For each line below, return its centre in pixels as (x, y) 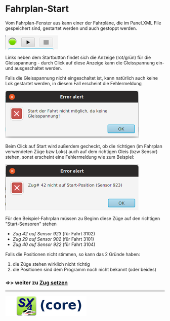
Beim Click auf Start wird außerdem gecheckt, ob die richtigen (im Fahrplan (84, 146)
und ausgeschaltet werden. (34, 68)
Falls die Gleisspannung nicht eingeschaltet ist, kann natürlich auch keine (82, 78)
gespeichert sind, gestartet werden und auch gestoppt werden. (71, 28)
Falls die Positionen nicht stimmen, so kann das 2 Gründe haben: (73, 254)
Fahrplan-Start (37, 9)
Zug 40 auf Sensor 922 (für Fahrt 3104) (54, 244)
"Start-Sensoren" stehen (31, 224)
